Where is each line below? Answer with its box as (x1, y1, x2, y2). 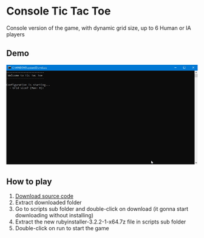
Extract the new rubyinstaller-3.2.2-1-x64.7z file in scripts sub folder (15, 218, 186, 225)
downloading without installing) (15, 211, 94, 219)
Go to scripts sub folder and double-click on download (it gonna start (15, 205, 189, 213)
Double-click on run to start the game (15, 224, 109, 231)
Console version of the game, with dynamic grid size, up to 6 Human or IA (6, 24, 191, 31)
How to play (6, 176, 52, 187)
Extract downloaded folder (15, 199, 82, 206)
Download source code (15, 192, 74, 199)
